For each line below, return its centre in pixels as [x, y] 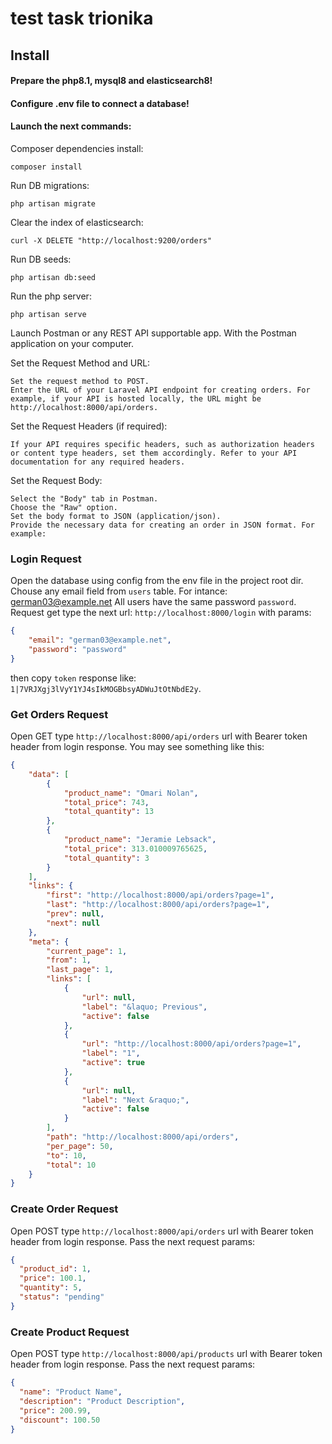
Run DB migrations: [50, 185]
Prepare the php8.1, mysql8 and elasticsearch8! [111, 81]
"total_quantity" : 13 [109, 812]
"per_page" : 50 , [80, 1146]
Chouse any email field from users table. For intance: [119, 591]
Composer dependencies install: [77, 148]
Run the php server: [51, 296]
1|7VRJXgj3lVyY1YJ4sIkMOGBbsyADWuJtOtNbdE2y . [106, 688]
